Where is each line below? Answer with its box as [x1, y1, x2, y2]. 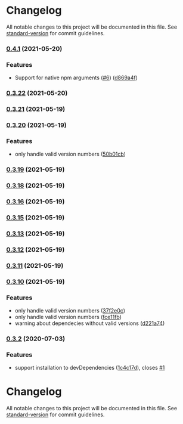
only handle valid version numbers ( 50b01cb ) [14, 150, 126, 158]
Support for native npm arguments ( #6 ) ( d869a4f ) [14, 74, 138, 81]
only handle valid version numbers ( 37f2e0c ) [14, 307, 126, 314]
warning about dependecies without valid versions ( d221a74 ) [14, 320, 165, 327]
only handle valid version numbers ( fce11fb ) [14, 313, 122, 320]
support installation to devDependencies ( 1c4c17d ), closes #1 [14, 364, 165, 372]
